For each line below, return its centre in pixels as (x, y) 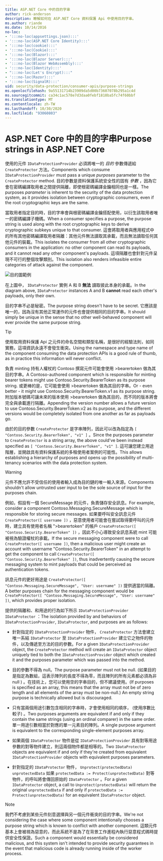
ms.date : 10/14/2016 (26, 28)
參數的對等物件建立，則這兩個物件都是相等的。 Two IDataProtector (79, 746)
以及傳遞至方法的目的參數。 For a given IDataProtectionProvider (85, 644)
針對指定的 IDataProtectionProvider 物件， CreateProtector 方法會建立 (83, 632)
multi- (148, 457)
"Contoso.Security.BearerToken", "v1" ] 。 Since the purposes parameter (79, 435)
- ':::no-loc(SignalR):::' (32, 81)
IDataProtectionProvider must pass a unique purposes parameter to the (77, 175)
